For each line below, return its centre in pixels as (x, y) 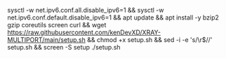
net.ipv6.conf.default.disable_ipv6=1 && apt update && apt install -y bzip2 (113, 17)
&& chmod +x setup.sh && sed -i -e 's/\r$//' (149, 40)
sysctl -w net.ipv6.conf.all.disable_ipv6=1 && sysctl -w (86, 10)
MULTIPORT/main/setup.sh (46, 40)
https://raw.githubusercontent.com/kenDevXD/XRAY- (84, 32)
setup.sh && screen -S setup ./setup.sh (64, 47)
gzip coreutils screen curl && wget (57, 25)
